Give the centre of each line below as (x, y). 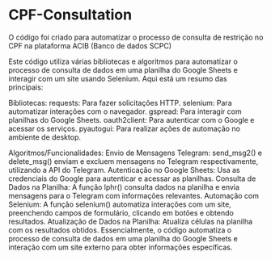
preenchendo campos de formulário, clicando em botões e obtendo (121, 212)
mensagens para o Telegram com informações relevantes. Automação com (134, 195)
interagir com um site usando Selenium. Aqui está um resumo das (118, 78)
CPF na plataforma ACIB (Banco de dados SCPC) (90, 45)
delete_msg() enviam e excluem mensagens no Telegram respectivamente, (133, 161)
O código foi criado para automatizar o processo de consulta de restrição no (136, 37)
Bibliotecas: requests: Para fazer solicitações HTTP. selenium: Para (120, 103)
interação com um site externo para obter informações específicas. (121, 247)
